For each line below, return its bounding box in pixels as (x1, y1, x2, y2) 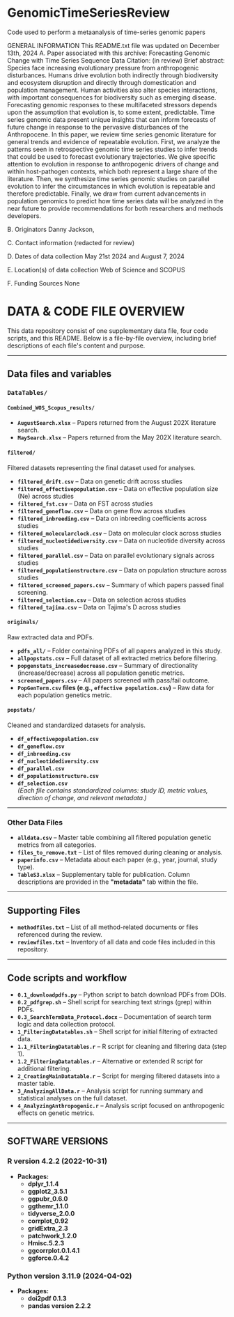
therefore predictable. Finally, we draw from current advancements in (7, 189, 207, 198)
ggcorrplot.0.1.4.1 (27, 1246, 80, 1254)
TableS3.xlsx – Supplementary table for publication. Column (17, 871, 190, 879)
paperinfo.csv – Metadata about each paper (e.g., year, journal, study (17, 855, 218, 864)
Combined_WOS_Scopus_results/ (7, 404, 95, 412)
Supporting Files (7, 904, 81, 917)
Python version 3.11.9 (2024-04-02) (7, 1271, 132, 1281)
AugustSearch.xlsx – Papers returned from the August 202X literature (17, 419, 217, 427)
